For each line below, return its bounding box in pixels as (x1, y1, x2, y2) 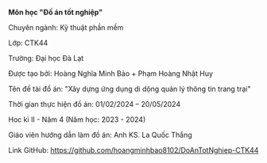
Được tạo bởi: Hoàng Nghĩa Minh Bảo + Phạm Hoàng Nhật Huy (8, 69, 213, 78)
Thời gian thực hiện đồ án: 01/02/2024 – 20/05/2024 (8, 100, 181, 108)
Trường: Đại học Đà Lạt (8, 54, 84, 63)
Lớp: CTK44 (8, 38, 48, 47)
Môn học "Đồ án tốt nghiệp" (8, 8, 103, 17)
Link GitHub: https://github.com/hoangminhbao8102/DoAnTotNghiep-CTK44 (8, 146, 259, 154)
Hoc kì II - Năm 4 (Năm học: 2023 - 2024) (8, 115, 146, 124)
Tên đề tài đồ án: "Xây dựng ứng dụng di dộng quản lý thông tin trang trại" (8, 84, 251, 93)
